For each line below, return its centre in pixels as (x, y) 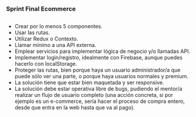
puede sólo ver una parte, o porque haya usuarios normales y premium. (102, 76)
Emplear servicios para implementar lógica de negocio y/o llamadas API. (102, 51)
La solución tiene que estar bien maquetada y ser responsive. (89, 83)
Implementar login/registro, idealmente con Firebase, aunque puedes (98, 58)
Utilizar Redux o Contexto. (46, 39)
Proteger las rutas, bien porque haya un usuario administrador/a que (97, 70)
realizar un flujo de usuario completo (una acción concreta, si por (94, 95)
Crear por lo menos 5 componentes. (59, 26)
